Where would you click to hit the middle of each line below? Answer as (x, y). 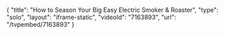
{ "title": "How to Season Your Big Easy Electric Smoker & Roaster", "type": (112, 10)
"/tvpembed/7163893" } (41, 24)
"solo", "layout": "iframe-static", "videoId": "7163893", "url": (91, 17)
